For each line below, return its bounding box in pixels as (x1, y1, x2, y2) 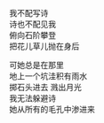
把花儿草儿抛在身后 (9, 41, 80, 51)
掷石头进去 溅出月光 (9, 82, 82, 92)
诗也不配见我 (9, 19, 56, 29)
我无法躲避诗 (9, 93, 56, 104)
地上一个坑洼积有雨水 (9, 71, 87, 81)
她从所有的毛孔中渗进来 (9, 104, 95, 114)
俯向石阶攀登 (9, 30, 56, 40)
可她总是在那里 (9, 60, 64, 70)
